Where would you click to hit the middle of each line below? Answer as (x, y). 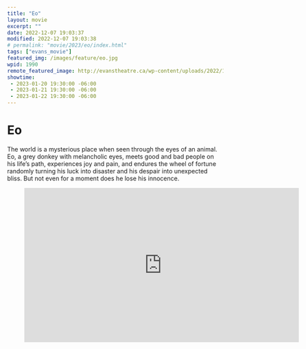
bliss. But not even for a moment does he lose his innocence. (93, 178)
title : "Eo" (24, 13)
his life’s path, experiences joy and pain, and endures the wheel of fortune (112, 164)
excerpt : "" (24, 26)
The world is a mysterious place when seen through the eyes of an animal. (112, 149)
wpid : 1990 (23, 64)
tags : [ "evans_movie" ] (39, 52)
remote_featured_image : (41, 71)
